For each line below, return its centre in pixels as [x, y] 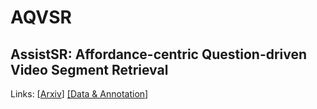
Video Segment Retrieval [89, 69]
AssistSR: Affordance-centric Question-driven [159, 54]
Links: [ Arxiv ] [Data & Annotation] [79, 94]
